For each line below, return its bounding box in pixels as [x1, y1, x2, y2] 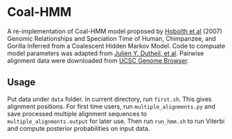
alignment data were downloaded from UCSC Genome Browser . [7, 56, 189, 64]
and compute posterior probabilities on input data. [7, 124, 150, 132]
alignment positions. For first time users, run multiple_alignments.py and [7, 102, 216, 111]
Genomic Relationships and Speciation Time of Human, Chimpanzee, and [7, 34, 216, 42]
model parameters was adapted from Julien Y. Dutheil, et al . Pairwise [7, 49, 204, 57]
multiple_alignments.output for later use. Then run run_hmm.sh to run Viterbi [7, 117, 225, 125]
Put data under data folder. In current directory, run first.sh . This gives [7, 95, 212, 103]
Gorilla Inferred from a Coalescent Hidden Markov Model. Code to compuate [7, 41, 226, 50]
